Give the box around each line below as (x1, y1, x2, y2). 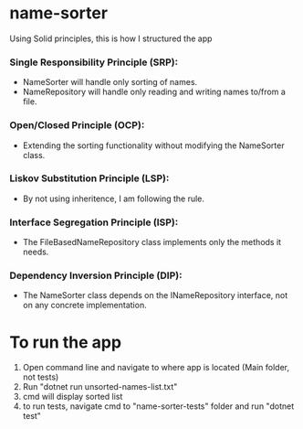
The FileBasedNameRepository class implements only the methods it (22, 237, 281, 248)
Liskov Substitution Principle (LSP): (9, 172, 170, 185)
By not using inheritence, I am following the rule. (22, 193, 205, 204)
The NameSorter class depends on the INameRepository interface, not (22, 290, 288, 301)
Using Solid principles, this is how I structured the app (9, 33, 213, 44)
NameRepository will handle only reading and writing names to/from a (22, 86, 286, 98)
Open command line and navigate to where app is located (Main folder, (22, 362, 290, 373)
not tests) (22, 371, 59, 382)
